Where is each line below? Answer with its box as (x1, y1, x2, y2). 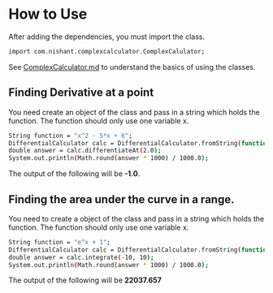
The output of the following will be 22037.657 (8, 275, 162, 285)
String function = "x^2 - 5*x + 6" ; (8, 131, 132, 140)
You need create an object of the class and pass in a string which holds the (8, 107, 260, 117)
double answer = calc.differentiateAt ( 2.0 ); (8, 147, 162, 155)
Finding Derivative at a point (8, 86, 154, 100)
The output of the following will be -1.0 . (8, 169, 141, 179)
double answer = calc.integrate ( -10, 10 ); (8, 253, 154, 261)
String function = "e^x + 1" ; (8, 238, 111, 246)
